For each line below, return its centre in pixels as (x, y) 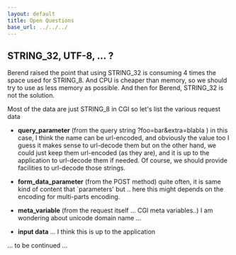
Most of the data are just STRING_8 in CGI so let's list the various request (114, 109)
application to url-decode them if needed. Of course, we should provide (123, 161)
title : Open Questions (41, 21)
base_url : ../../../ (38, 27)
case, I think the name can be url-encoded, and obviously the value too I (123, 138)
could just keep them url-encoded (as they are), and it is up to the (113, 153)
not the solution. (31, 96)
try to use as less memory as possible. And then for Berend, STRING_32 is (116, 88)
